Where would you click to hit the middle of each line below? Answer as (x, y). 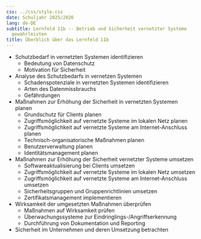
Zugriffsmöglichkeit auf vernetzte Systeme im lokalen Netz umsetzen (110, 172)
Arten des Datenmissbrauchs (60, 89)
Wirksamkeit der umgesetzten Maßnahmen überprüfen (83, 204)
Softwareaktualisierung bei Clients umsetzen (79, 166)
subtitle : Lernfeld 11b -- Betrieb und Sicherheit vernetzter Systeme (97, 29)
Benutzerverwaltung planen (58, 146)
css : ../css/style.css (35, 12)
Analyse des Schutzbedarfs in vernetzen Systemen (79, 76)
